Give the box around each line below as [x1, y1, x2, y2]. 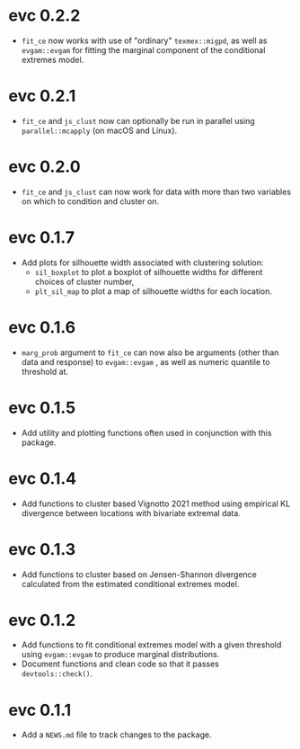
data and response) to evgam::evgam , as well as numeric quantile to [21, 356, 270, 367]
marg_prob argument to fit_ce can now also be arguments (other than [21, 347, 279, 358]
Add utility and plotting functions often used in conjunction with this [21, 427, 272, 438]
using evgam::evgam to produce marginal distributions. [21, 649, 220, 660]
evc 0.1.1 [8, 700, 72, 720]
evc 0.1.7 [8, 227, 75, 247]
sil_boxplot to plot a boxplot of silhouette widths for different [34, 266, 263, 277]
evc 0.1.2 [8, 610, 76, 630]
